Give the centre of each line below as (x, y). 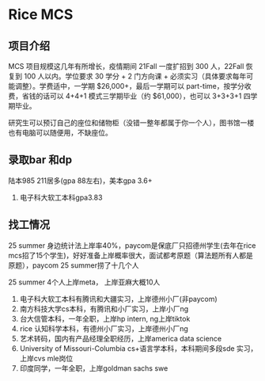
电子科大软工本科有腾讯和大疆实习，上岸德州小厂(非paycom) (118, 299)
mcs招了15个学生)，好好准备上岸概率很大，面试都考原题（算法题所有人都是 (131, 255)
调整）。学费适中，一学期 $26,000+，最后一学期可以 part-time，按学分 (130, 86)
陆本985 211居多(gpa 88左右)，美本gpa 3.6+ (80, 181)
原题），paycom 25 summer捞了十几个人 (74, 265)
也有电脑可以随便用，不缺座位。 (60, 133)
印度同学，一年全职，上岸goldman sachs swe (94, 368)
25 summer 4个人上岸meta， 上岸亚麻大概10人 (84, 282)
